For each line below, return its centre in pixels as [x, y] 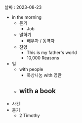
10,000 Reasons [43, 58]
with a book [38, 91]
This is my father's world [52, 53]
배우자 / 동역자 [41, 41]
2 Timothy [29, 115]
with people [31, 69]
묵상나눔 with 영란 [44, 75]
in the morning [27, 17]
